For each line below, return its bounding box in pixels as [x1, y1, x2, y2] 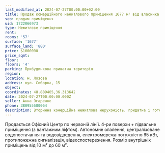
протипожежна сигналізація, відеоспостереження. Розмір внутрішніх [5, 137, 151, 143]
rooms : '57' [5, 35, 29, 40]
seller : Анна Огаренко [5, 99, 52, 104]
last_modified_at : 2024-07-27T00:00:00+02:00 [5, 7, 100, 12]
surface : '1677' [5, 39, 38, 44]
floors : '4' [5, 62, 29, 67]
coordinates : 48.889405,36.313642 [5, 90, 76, 94]
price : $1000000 [5, 48, 38, 53]
